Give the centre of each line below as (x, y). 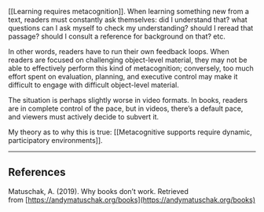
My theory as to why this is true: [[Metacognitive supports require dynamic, (130, 132)
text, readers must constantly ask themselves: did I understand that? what (128, 20)
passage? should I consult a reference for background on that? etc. (117, 36)
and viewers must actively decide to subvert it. (84, 117)
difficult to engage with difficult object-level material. (93, 85)
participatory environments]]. (56, 140)
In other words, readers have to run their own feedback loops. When (119, 51)
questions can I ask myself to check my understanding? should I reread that (131, 28)
